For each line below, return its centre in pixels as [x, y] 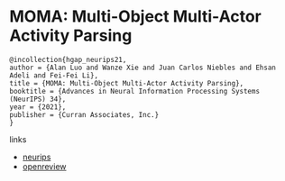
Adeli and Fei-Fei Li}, [54, 75]
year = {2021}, [38, 107]
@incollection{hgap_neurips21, [68, 59]
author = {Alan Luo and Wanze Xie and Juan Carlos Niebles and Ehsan [143, 68]
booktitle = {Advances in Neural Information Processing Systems [134, 91]
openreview [44, 166]
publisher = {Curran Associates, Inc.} [84, 114]
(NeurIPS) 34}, [38, 99]
